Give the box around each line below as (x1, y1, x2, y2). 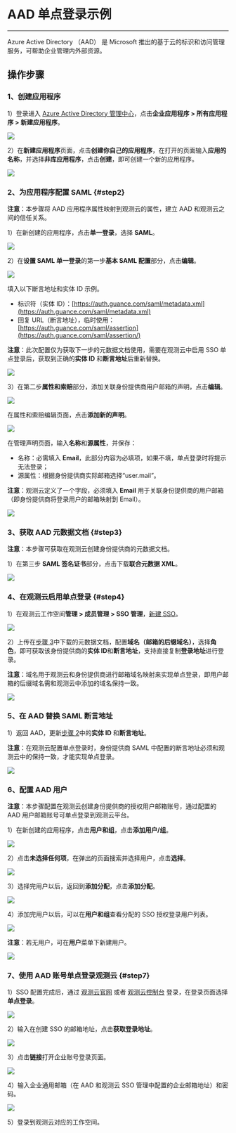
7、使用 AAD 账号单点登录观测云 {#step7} (7, 971, 150, 980)
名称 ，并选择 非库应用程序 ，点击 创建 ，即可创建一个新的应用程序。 (7, 155, 198, 163)
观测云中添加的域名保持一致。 (55, 679, 143, 687)
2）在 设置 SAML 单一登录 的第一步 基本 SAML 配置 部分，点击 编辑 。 (7, 256, 200, 264)
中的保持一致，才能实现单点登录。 (19, 752, 118, 760)
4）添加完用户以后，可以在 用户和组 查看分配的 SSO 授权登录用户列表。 (7, 910, 212, 919)
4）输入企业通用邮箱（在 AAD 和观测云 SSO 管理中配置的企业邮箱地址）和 (7, 1081, 223, 1089)
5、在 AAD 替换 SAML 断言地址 (7, 711, 114, 721)
